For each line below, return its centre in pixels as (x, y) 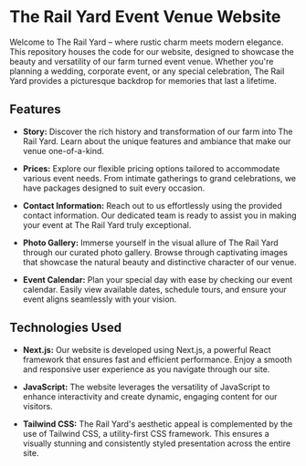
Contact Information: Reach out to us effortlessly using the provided (153, 205)
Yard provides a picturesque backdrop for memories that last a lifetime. (143, 80)
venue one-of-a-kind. (63, 150)
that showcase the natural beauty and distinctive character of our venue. (159, 262)
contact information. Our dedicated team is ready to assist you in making (159, 215)
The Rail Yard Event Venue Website (145, 17)
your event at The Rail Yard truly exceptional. (107, 224)
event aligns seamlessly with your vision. (100, 299)
